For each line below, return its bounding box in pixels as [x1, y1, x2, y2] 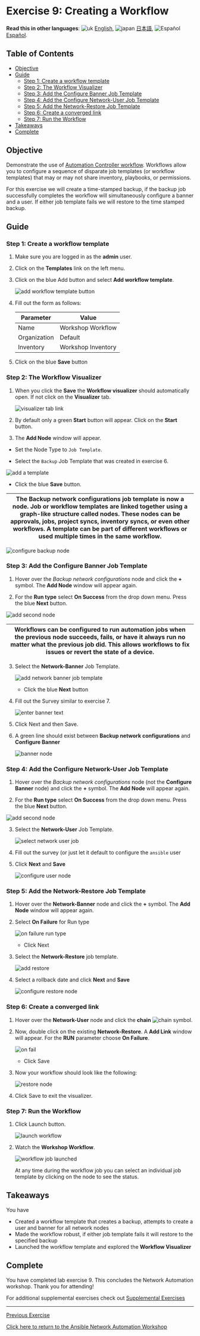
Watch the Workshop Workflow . [14, 1144, 95, 1151]
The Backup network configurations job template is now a [15, 494, 185, 503]
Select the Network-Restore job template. [14, 953, 118, 961]
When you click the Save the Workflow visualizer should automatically [14, 387, 189, 394]
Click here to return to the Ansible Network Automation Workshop [6, 1323, 168, 1330]
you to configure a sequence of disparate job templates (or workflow [6, 167, 175, 174]
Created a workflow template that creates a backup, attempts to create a [14, 1218, 193, 1225]
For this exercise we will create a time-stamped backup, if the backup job [6, 185, 186, 192]
